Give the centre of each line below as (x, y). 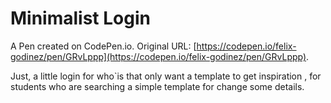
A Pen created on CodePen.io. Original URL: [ (103, 46)
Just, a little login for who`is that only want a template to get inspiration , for (166, 76)
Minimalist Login (80, 18)
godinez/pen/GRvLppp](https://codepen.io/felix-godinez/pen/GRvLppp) (158, 56)
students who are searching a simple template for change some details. (157, 86)
